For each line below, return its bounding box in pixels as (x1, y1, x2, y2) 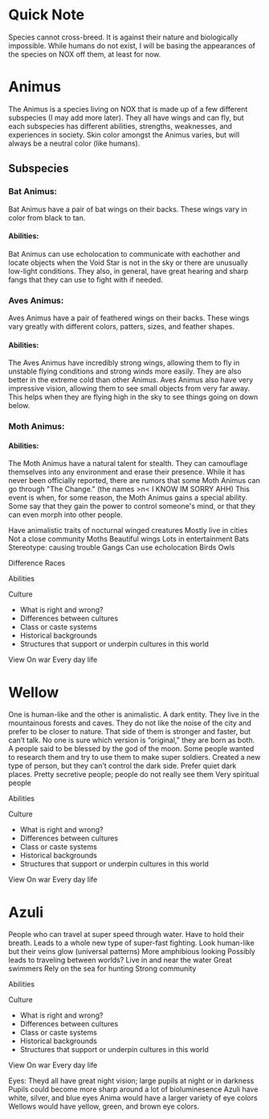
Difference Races (8, 558, 66, 568)
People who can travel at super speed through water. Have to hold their (8, 930, 245, 939)
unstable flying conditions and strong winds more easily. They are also (8, 366, 243, 376)
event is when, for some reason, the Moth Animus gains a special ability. (8, 493, 247, 502)
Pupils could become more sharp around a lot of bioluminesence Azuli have (8, 1084, 259, 1094)
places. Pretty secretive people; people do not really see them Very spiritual (8, 770, 259, 779)
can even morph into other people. (8, 510, 123, 520)
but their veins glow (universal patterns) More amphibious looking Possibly (8, 947, 255, 956)
